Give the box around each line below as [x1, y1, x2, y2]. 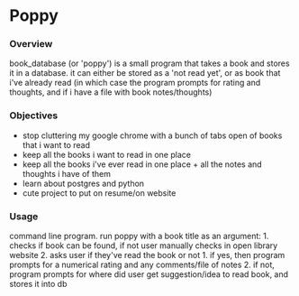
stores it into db [9, 279, 68, 290]
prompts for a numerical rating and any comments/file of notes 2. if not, [9, 259, 275, 271]
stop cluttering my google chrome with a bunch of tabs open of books [22, 130, 283, 141]
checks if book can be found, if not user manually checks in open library [9, 240, 278, 251]
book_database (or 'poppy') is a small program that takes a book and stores [9, 58, 290, 69]
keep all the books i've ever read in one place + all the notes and [22, 159, 263, 170]
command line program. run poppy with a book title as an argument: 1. [9, 231, 269, 242]
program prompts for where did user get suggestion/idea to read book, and [9, 269, 289, 280]
